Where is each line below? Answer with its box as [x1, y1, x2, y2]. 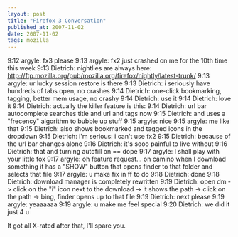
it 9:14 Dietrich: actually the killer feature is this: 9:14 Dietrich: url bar [7, 102, 207, 110]
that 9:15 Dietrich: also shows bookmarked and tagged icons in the [7, 125, 202, 133]
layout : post [7, 10, 46, 18]
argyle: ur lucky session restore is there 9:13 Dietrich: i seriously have [7, 79, 211, 88]
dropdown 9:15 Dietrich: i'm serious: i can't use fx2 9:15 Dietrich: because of [7, 132, 231, 141]
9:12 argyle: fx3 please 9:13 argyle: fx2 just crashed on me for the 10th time [7, 56, 228, 65]
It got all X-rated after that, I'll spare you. [7, 221, 126, 230]
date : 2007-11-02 [7, 30, 59, 38]
